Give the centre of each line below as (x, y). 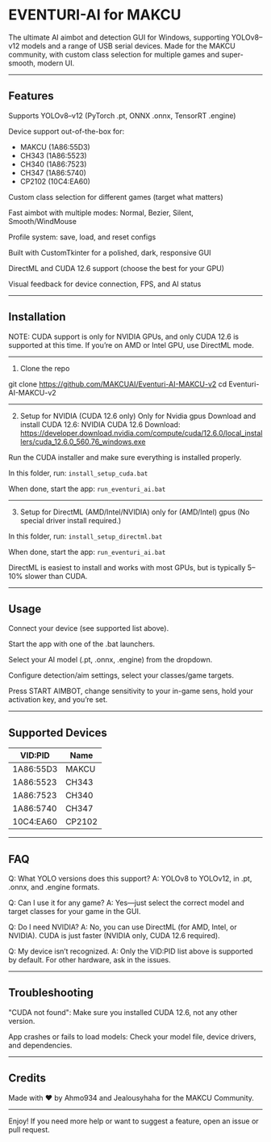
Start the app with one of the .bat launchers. (82, 644)
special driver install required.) (71, 520)
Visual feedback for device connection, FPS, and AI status (105, 284)
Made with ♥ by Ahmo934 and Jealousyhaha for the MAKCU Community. (131, 1098)
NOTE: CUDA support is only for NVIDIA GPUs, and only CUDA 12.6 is (124, 336)
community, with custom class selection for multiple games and (114, 54)
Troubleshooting (51, 993)
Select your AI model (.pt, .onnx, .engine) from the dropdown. (110, 660)
